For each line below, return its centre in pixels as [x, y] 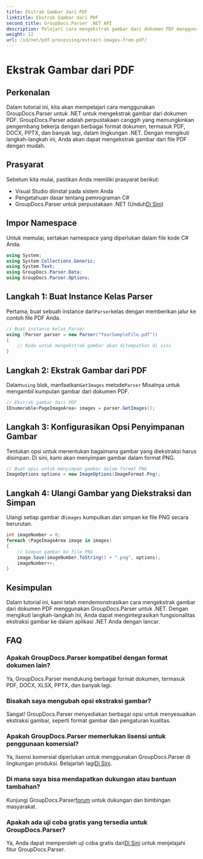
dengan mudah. [26, 146]
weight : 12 [20, 35]
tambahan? [23, 787]
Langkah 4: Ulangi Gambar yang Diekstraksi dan [99, 493]
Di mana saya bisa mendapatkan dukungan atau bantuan [91, 779]
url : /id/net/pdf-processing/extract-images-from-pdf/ [77, 40]
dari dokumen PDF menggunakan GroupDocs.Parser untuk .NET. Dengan [97, 609]
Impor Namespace [42, 223]
